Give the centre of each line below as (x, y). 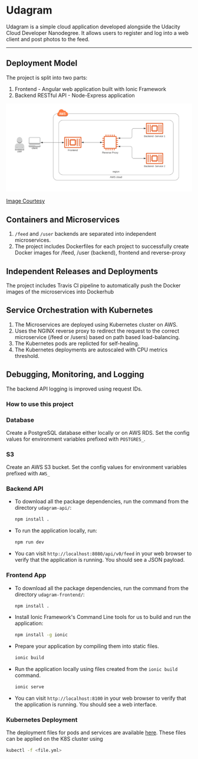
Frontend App (26, 575)
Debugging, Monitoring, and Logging (75, 375)
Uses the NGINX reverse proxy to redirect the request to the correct (97, 331)
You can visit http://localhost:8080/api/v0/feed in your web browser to (103, 553)
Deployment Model (42, 63)
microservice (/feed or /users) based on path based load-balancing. (97, 337)
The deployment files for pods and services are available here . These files (96, 732)
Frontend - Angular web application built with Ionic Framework (90, 89)
